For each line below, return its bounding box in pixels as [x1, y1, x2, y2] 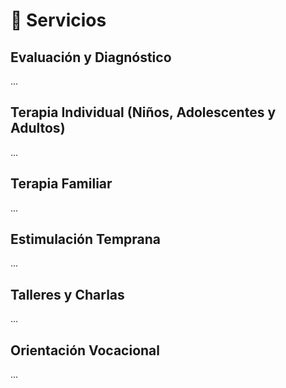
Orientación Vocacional [10, 342, 160, 359]
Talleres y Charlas [10, 286, 125, 303]
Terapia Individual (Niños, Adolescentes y [10, 104, 277, 121]
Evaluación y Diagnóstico [10, 49, 172, 66]
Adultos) [10, 120, 66, 137]
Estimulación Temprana [10, 231, 162, 248]
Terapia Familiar [10, 175, 113, 193]
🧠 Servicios [10, 9, 107, 32]
